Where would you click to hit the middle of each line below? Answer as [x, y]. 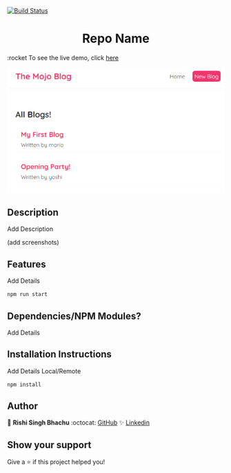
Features [27, 264]
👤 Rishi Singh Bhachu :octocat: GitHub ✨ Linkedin [79, 423]
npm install [24, 384]
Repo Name [115, 39]
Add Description [30, 229]
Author [22, 406]
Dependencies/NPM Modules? [74, 316]
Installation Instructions [60, 354]
